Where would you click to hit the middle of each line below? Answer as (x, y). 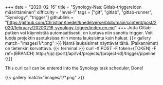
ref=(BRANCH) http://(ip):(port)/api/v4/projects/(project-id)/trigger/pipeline (80, 53)
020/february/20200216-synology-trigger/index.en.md (60, 28)
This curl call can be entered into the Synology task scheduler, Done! (74, 68)
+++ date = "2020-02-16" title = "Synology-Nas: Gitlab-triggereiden (73, 7)
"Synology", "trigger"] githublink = (39, 17)
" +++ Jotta (126, 28)
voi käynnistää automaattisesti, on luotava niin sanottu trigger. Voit (87, 33)
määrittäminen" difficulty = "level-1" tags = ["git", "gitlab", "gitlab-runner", (79, 12)
